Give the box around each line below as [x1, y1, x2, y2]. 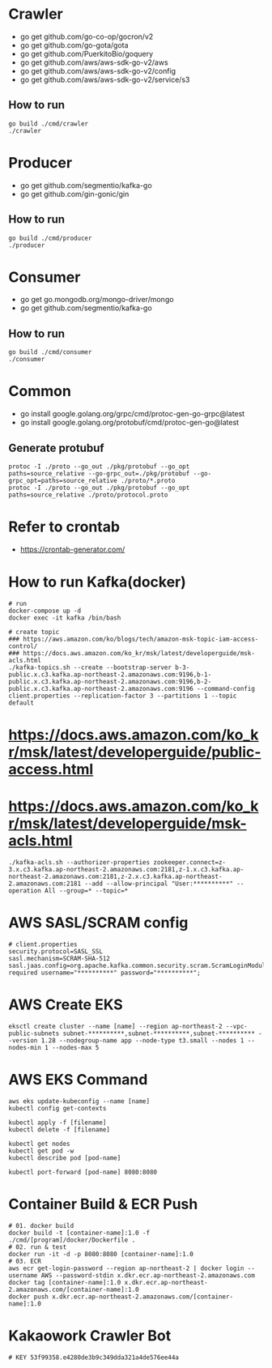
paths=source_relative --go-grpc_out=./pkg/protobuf [8, 470, 190, 478]
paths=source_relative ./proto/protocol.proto [8, 491, 168, 499]
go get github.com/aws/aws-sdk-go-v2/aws [19, 58, 168, 67]
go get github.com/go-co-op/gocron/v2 [19, 32, 154, 41]
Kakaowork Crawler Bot [8, 1326, 172, 1345]
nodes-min [8, 1043, 42, 1051]
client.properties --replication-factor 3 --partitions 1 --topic [8, 692, 237, 700]
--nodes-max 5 [51, 1043, 100, 1051]
